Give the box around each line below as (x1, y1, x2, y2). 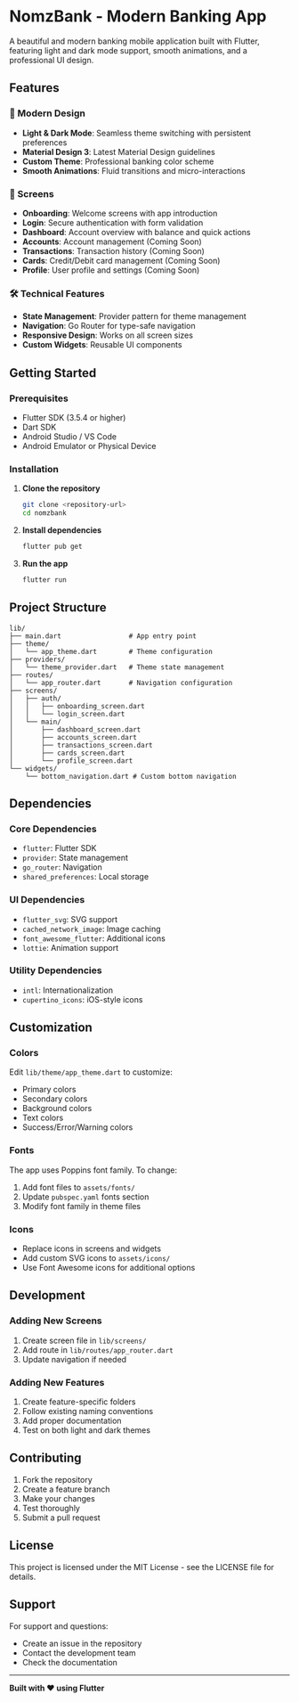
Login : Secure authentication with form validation (21, 217, 204, 228)
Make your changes (21, 1493, 95, 1503)
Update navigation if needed (21, 1354, 127, 1364)
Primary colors (21, 1084, 77, 1095)
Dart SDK (21, 421, 57, 432)
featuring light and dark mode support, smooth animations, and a (9, 45, 247, 55)
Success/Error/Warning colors (21, 1122, 133, 1133)
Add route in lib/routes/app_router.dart (21, 1344, 174, 1355)
